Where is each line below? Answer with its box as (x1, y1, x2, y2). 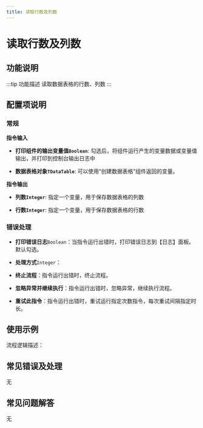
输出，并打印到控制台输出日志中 (15, 155, 95, 162)
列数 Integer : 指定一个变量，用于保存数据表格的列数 (15, 194, 144, 201)
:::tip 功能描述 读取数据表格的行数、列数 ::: (6, 80, 112, 87)
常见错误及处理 (6, 361, 63, 371)
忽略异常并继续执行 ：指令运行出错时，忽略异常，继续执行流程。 (15, 284, 175, 291)
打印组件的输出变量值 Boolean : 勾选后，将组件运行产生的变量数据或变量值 (15, 147, 198, 155)
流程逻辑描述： (6, 341, 44, 349)
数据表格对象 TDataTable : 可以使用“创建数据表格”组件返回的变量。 (15, 168, 178, 175)
